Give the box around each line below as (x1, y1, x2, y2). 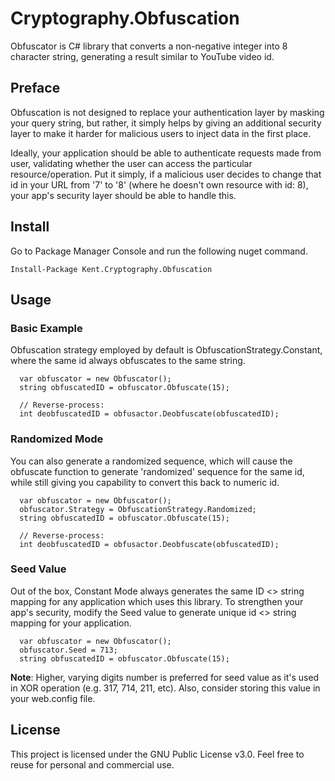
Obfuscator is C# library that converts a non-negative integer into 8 (10, 40, 288, 52)
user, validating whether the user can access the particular (10, 157, 253, 169)
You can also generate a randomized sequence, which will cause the (10, 455, 293, 467)
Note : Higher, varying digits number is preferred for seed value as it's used (10, 671, 320, 683)
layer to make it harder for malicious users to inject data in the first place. (10, 127, 312, 139)
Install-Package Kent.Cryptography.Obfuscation (10, 264, 213, 274)
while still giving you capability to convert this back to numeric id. (10, 476, 280, 488)
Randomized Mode (10, 432, 104, 446)
